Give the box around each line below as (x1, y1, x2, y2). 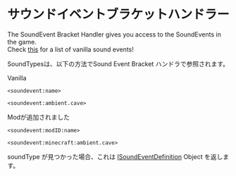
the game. (7, 37, 37, 46)
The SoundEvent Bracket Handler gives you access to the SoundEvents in (7, 30, 222, 39)
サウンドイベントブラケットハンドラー (7, 6, 230, 23)
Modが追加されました (7, 113, 70, 121)
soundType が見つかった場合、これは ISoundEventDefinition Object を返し (7, 152, 223, 161)
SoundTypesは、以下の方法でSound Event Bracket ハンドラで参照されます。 (7, 59, 229, 68)
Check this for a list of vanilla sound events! (7, 45, 134, 54)
